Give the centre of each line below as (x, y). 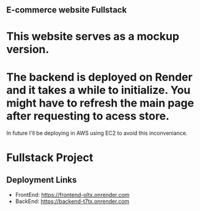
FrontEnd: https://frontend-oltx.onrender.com (72, 195)
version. (28, 49)
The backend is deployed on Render (99, 77)
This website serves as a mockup (93, 36)
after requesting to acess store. (88, 116)
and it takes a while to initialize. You (98, 90)
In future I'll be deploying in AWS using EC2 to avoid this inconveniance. (97, 133)
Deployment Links (42, 180)
